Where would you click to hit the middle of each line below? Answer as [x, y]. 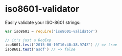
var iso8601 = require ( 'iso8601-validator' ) [51, 31]
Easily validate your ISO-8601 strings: [43, 22]
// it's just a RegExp [28, 40]
